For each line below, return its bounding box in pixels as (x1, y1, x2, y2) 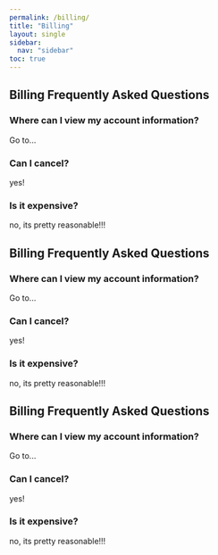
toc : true (9, 54, 46, 63)
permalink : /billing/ (9, 12, 90, 22)
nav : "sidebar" (17, 46, 74, 55)
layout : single (9, 29, 66, 38)
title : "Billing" (9, 21, 74, 30)
